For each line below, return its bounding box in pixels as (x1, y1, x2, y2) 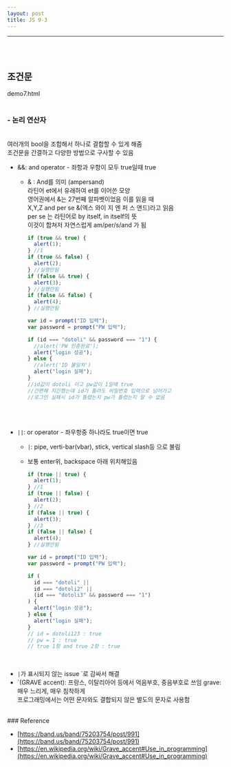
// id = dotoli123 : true (27, 630, 102, 637)
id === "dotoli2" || (33, 585, 93, 593)
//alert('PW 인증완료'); (33, 342, 100, 349)
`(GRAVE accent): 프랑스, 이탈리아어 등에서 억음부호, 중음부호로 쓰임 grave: (16, 678, 221, 686)
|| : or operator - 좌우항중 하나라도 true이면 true (16, 428, 148, 436)
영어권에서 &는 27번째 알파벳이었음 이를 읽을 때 (27, 194, 155, 203)
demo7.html (7, 90, 41, 98)
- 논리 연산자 (7, 115, 47, 125)
